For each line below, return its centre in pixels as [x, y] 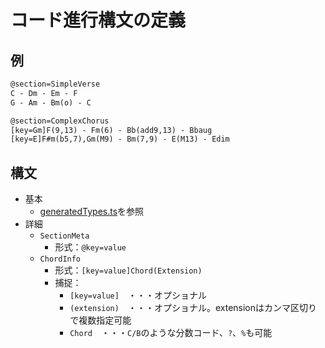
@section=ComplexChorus [60, 121]
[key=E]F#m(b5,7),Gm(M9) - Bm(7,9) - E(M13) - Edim [120, 139]
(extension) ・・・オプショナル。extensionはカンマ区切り [193, 308]
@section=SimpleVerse [55, 84]
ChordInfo [60, 259]
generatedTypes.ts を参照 [92, 212]
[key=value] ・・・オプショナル [138, 295]
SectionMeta [64, 236]
